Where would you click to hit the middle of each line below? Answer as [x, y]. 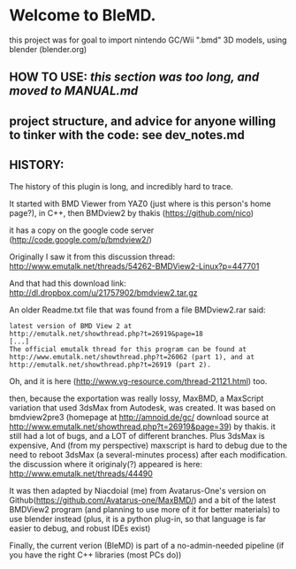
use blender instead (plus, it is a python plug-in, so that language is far [138, 519]
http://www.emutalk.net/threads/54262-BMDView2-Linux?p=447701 [134, 265]
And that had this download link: [68, 283]
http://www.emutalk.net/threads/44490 [81, 473]
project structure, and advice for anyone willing [143, 121]
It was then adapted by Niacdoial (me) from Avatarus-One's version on [138, 490]
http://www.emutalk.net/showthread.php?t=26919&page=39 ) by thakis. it [142, 427]
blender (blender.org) [48, 49]
